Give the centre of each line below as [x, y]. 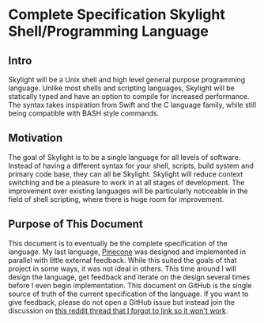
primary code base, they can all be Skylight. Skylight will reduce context [126, 174]
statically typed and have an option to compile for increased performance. [129, 96]
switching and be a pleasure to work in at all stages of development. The [126, 182]
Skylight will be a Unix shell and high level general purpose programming [127, 80]
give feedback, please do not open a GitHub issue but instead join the [122, 302]
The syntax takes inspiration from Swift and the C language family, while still [132, 105]
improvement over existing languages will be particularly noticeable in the [128, 191]
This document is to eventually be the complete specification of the [118, 243]
